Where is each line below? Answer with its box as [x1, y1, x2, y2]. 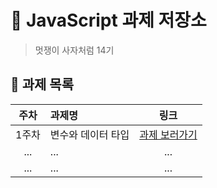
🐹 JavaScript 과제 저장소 [10, 9, 207, 32]
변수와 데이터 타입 [49, 127, 130, 141]
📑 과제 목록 [10, 76, 75, 93]
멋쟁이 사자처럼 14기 [34, 44, 115, 56]
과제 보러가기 [139, 127, 198, 141]
